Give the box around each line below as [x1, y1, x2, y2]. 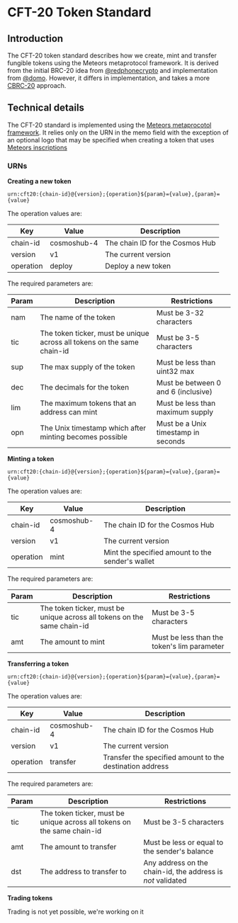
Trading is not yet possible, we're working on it [7, 907, 144, 916]
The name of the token [40, 312, 115, 322]
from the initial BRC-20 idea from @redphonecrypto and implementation [7, 67, 218, 74]
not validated [143, 876, 187, 885]
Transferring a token [7, 659, 69, 668]
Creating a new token [7, 177, 72, 186]
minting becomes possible [40, 432, 127, 442]
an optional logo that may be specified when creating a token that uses [7, 135, 215, 144]
